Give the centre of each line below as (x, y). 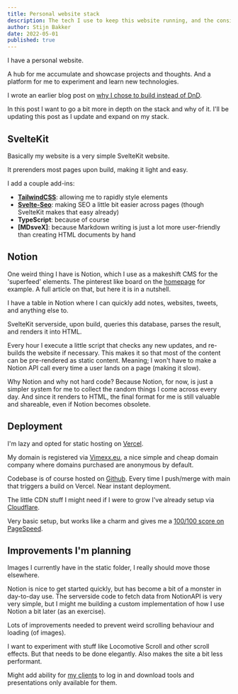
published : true (31, 40)
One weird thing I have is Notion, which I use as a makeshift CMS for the (113, 274)
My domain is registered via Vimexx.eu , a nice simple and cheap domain (113, 457)
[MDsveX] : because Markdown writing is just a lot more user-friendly (119, 227)
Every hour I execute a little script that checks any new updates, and (107, 345)
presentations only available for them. (62, 683)
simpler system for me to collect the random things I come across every (112, 389)
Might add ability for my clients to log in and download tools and (101, 675)
